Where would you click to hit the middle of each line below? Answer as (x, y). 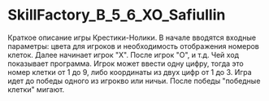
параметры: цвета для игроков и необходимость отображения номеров (133, 46)
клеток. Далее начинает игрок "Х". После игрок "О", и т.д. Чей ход (124, 55)
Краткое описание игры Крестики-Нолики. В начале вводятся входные (132, 37)
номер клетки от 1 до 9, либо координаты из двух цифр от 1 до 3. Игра (130, 72)
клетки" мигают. (36, 89)
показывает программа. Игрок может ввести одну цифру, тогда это (126, 64)
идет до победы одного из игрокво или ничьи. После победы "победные (134, 81)
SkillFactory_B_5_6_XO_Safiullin (117, 15)
